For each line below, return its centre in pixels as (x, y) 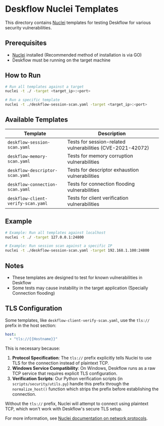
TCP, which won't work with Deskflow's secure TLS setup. (64, 408)
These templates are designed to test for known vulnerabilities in (77, 277)
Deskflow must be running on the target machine (61, 60)
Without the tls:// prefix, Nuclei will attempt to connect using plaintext (77, 404)
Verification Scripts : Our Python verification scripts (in (67, 378)
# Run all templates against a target (44, 86)
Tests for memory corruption (100, 156)
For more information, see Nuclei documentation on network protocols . (76, 418)
